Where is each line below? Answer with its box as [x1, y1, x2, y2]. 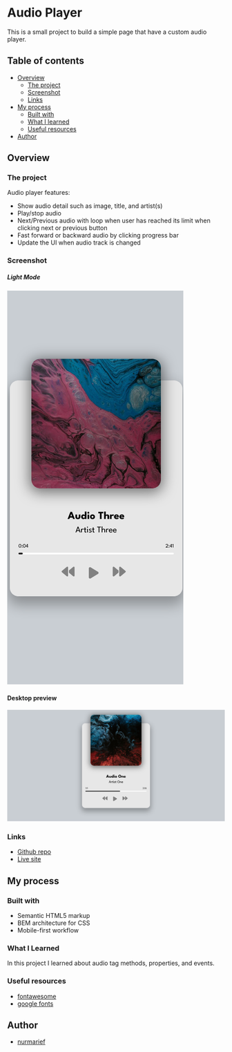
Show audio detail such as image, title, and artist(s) [17, 202, 163, 210]
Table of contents [7, 55, 84, 67]
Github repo [17, 848, 52, 856]
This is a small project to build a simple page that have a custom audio [7, 28, 207, 36]
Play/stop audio [17, 209, 62, 218]
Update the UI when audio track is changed [17, 238, 142, 247]
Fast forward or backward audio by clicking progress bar [17, 231, 180, 240]
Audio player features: [7, 189, 70, 197]
